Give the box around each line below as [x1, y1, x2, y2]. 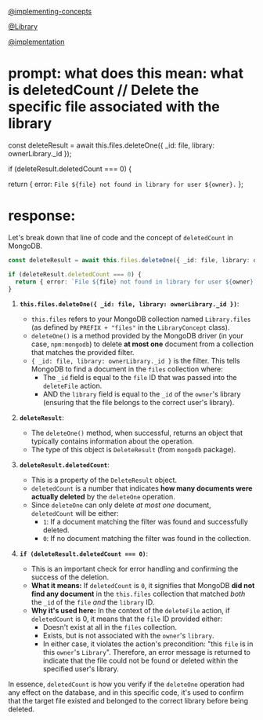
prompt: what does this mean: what [8, 64, 244, 82]
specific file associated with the [8, 98, 221, 116]
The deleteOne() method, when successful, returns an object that [31, 428, 243, 438]
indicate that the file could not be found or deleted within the [42, 656, 239, 666]
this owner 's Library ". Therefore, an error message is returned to [42, 648, 250, 657]
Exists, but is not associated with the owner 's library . [42, 631, 214, 641]
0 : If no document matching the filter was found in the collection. [42, 534, 251, 543]
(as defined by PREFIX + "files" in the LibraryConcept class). [31, 323, 230, 332]
